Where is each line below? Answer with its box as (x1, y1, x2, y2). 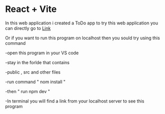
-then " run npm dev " (5, 88, 50, 94)
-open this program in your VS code (5, 50, 79, 56)
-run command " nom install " (5, 79, 66, 85)
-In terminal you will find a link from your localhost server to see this (5, 98, 145, 104)
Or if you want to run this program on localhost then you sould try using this (5, 35, 160, 41)
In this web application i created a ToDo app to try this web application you (5, 20, 158, 26)
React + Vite (5, 3, 57, 15)
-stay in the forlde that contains (5, 59, 70, 65)
